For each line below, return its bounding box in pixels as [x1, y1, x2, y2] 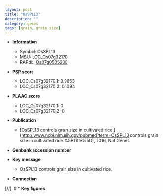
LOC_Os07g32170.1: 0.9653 [19, 78, 75, 84]
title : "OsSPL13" [5, 12, 41, 17]
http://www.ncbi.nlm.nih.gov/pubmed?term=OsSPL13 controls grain [21, 132, 159, 138]
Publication [12, 118, 36, 123]
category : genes [5, 21, 38, 26]
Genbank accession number [12, 147, 71, 153]
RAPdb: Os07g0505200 [19, 59, 68, 65]
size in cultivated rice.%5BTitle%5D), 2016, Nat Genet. [19, 138, 130, 144]
